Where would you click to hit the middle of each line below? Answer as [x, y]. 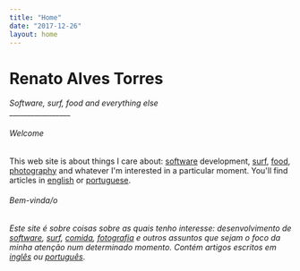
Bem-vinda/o [34, 200]
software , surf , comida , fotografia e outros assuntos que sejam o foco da [145, 237]
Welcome [27, 133]
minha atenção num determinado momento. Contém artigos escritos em [143, 247]
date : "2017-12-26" [46, 26]
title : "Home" [36, 17]
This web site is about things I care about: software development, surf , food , [150, 161]
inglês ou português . [47, 257]
